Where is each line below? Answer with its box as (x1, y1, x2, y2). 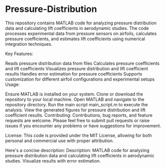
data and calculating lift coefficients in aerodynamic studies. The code (5, 25, 149, 31)
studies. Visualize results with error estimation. (5, 158, 101, 164)
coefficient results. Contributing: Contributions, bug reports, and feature (5, 112, 153, 118)
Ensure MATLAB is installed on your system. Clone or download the (5, 91, 143, 97)
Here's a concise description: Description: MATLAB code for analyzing (5, 147, 150, 153)
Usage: (5, 81, 20, 87)
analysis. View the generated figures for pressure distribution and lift (5, 107, 146, 113)
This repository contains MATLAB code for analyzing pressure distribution (5, 20, 157, 26)
